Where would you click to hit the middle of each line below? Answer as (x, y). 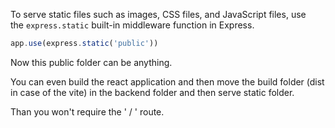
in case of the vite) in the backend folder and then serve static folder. (152, 92)
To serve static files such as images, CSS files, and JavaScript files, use (158, 14)
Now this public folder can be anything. (91, 62)
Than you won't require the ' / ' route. (87, 111)
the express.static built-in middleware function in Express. (132, 25)
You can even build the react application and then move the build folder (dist (167, 81)
